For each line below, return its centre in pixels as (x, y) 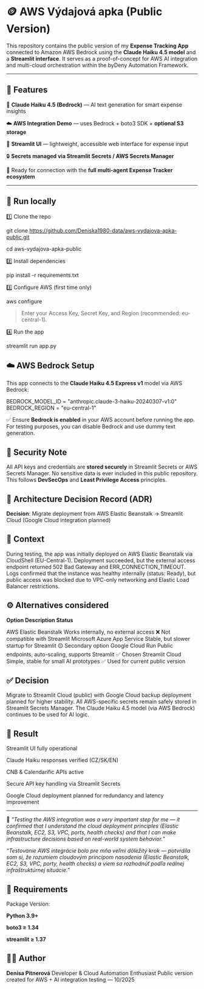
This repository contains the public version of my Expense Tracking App (97, 46)
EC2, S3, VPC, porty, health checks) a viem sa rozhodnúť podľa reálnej (95, 864)
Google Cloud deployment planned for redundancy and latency (85, 795)
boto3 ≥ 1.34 (23, 928)
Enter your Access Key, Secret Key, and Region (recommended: (101, 313)
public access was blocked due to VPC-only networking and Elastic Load (98, 579)
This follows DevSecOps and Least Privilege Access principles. (87, 480)
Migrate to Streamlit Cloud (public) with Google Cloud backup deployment (99, 695)
